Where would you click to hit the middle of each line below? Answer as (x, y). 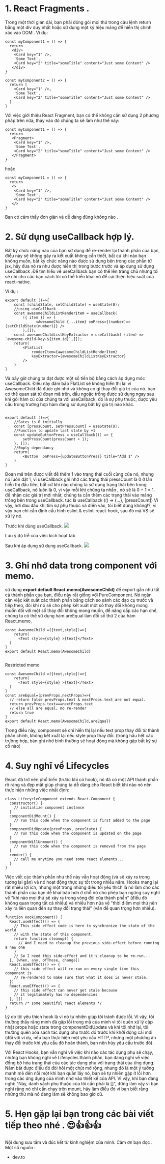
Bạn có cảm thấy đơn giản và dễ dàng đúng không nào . (62, 217)
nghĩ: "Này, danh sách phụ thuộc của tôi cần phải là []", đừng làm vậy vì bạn (82, 1083)
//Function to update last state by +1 (55, 431)
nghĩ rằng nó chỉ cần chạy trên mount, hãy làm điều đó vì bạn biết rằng (77, 1089)
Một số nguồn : (20, 1147)
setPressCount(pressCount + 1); (56, 439)
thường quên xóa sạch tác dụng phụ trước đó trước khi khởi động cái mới (79, 1032)
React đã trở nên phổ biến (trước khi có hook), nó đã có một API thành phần (82, 779)
